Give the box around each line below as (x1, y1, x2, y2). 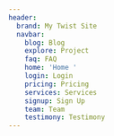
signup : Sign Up (24, 96, 86, 106)
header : (8, 13, 38, 22)
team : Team (24, 105, 66, 114)
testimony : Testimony (24, 113, 105, 122)
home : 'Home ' (24, 64, 77, 72)
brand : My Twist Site (16, 21, 98, 30)
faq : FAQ (24, 55, 57, 64)
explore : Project (24, 47, 90, 55)
